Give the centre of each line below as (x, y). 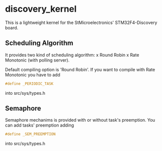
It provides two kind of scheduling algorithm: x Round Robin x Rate (72, 55)
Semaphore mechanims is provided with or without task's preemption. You (80, 120)
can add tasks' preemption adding (40, 125)
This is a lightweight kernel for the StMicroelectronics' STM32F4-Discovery (81, 22)
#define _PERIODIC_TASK (29, 84)
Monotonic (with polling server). (37, 60)
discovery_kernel (41, 9)
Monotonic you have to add (33, 75)
